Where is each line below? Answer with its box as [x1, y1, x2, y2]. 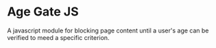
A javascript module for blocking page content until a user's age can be [7, 26, 209, 34]
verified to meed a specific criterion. [7, 33, 110, 41]
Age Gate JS [7, 4, 79, 20]
